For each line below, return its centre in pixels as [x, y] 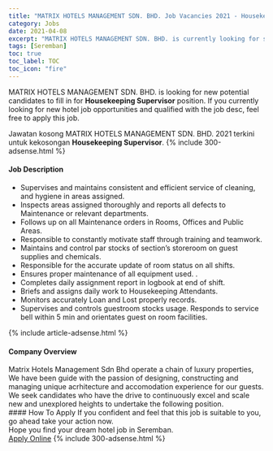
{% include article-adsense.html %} [68, 332]
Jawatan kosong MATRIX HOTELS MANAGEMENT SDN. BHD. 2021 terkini [132, 133]
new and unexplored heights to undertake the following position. [116, 404]
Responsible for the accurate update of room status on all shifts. [128, 265]
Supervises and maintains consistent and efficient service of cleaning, [138, 187]
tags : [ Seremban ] [38, 46]
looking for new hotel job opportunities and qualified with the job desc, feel [134, 109]
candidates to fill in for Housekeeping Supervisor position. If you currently [134, 100]
